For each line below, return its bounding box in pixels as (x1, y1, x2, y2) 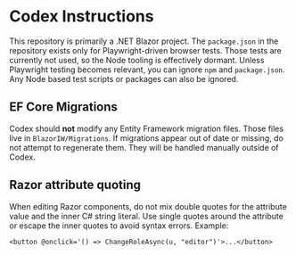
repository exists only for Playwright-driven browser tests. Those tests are (9, 45, 283, 55)
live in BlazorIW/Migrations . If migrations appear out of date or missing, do (9, 132, 284, 144)
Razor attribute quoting (9, 177, 141, 193)
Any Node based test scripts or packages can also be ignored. (9, 73, 239, 84)
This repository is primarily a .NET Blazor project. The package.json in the (9, 36, 279, 46)
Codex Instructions (9, 6, 154, 27)
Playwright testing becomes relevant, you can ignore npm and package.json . (9, 64, 285, 75)
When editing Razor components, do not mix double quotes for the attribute (9, 201, 287, 211)
